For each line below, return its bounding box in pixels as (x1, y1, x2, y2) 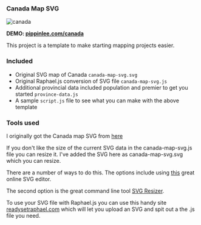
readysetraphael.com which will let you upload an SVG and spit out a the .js (6, 205, 196, 213)
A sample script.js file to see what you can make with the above (15, 96, 179, 104)
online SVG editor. (6, 175, 52, 182)
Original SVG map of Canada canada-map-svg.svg (15, 71, 138, 78)
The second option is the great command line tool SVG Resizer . (6, 187, 165, 195)
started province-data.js (15, 90, 78, 98)
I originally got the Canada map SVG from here (6, 132, 123, 140)
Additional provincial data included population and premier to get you (15, 84, 188, 91)
